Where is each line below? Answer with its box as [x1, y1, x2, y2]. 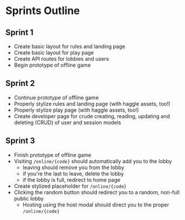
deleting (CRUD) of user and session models [13, 119, 121, 126]
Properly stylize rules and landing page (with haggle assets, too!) [13, 100, 170, 107]
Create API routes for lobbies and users [13, 56, 109, 62]
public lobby [13, 195, 44, 202]
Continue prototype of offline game [13, 94, 99, 101]
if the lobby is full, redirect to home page [22, 176, 121, 183]
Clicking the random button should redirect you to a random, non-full [13, 188, 180, 195]
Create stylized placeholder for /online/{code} [13, 183, 127, 190]
